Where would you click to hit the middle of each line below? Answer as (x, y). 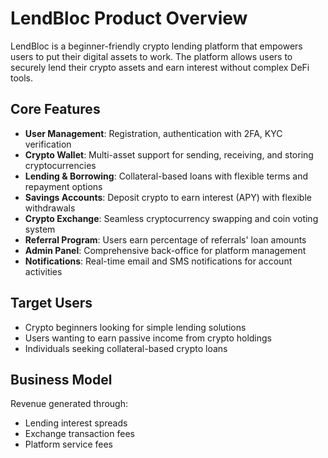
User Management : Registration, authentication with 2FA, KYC (153, 133)
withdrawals (50, 208)
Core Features (55, 109)
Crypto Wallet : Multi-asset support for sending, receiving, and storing (169, 154)
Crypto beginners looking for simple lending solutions (135, 327)
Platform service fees (68, 444)
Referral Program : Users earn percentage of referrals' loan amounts (165, 239)
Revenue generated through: (69, 404)
